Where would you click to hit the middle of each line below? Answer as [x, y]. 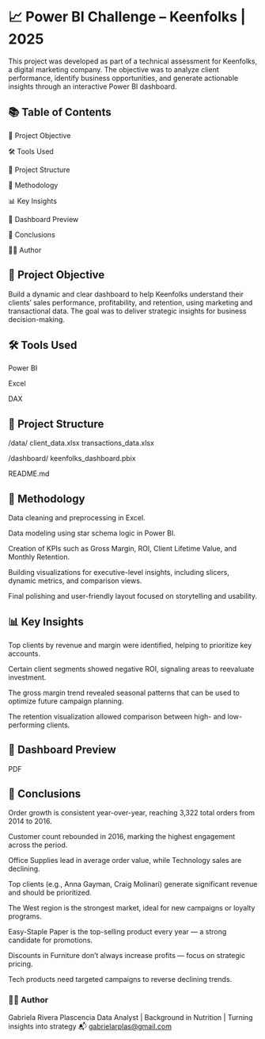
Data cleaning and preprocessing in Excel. [77, 518]
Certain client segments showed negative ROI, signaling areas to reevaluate [131, 669]
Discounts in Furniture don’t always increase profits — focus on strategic [127, 956]
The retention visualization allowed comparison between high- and [117, 716]
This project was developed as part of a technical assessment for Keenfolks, [133, 61]
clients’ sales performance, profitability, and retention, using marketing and [131, 302]
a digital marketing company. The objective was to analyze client [114, 69]
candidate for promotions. [51, 940]
